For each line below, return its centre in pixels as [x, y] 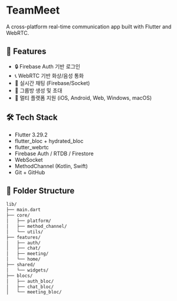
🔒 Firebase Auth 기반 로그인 [47, 66]
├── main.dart [24, 210]
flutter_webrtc [32, 147]
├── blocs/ [19, 276]
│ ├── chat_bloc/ [30, 287]
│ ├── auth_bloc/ [30, 281]
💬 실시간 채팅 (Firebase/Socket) [52, 83]
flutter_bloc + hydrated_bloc [49, 141]
